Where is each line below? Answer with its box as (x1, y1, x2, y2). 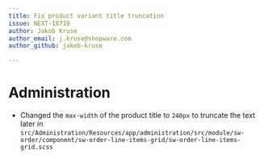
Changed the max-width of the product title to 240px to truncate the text (19, 111, 256, 120)
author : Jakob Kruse (8, 27, 78, 35)
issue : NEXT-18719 (8, 19, 70, 27)
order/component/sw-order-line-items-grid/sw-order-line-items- (19, 136, 241, 144)
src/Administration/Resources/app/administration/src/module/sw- (19, 129, 245, 137)
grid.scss (19, 143, 54, 152)
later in (19, 119, 44, 129)
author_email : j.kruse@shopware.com (8, 34, 132, 43)
